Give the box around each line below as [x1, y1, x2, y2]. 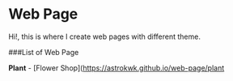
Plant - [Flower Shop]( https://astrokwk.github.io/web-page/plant [8, 62, 225, 73]
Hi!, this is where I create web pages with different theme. [8, 32, 201, 41]
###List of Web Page [8, 47, 79, 57]
